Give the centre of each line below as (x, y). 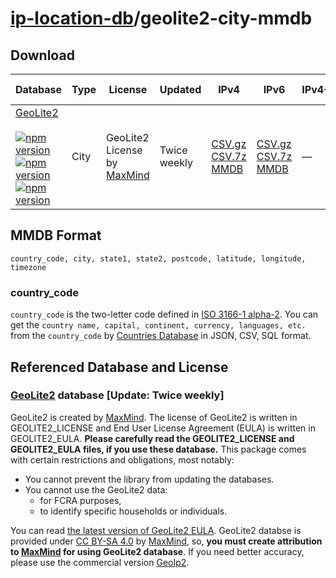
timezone (28, 267)
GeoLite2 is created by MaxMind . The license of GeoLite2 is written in (154, 417)
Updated (180, 89)
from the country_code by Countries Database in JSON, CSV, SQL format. (161, 336)
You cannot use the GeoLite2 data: (96, 489)
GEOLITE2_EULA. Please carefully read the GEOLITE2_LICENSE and (152, 438)
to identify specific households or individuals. (133, 511)
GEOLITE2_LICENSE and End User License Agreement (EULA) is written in (163, 428)
